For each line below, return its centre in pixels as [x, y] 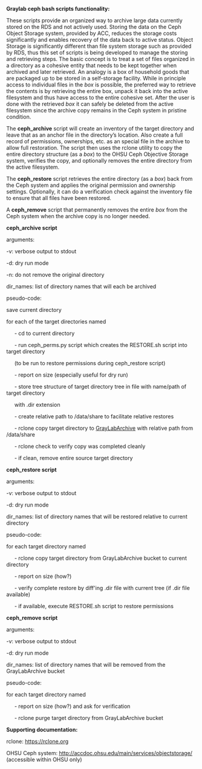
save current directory [34, 310]
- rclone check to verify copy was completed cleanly [80, 446]
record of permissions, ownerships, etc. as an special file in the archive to [98, 141]
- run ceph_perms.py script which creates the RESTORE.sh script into [101, 345]
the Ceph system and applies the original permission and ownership [91, 185]
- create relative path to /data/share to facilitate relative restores [94, 416]
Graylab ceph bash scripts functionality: [58, 9]
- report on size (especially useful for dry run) [71, 375]
